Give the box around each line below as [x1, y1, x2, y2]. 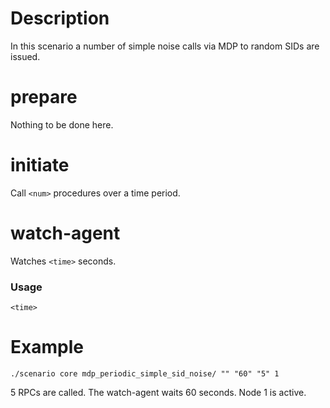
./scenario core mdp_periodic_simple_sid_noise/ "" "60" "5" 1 [10, 368, 280, 379]
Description [10, 7, 110, 30]
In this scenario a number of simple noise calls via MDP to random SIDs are [10, 40, 320, 52]
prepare [10, 86, 78, 109]
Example [10, 336, 84, 359]
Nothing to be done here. [10, 118, 114, 131]
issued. [10, 50, 41, 62]
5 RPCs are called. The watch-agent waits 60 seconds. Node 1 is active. [10, 386, 307, 398]
